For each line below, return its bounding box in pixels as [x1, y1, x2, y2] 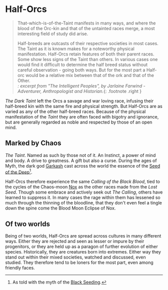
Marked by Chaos [5, 139, 61, 147]
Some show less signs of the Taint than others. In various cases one [17, 56, 158, 62]
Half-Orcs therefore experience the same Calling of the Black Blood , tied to [5, 178, 160, 184]
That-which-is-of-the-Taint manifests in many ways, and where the [17, 20, 156, 26]
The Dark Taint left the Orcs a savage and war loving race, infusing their [5, 97, 154, 103]
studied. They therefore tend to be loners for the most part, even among [5, 259, 153, 265]
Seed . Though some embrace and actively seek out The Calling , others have [5, 189, 163, 195]
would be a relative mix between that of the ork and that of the [25, 72, 154, 78]
